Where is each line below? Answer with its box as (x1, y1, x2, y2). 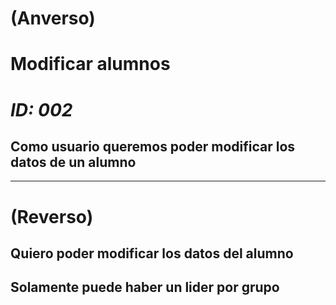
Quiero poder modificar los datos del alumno (10, 245, 294, 262)
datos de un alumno (10, 153, 137, 171)
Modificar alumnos (10, 53, 171, 76)
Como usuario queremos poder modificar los (10, 138, 296, 155)
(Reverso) (10, 205, 94, 228)
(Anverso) (10, 7, 96, 30)
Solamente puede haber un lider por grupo (10, 279, 280, 296)
